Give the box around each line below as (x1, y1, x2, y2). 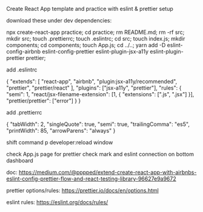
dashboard (6, 157, 33, 164)
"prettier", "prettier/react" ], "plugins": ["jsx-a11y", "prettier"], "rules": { (6, 84, 182, 91)
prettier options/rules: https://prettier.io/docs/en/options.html (6, 187, 159, 194)
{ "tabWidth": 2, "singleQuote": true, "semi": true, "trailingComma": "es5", (6, 121, 190, 128)
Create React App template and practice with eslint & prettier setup (6, 5, 174, 12)
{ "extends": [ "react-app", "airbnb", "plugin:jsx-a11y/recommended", (6, 78, 178, 85)
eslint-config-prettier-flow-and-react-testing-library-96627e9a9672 (6, 175, 177, 182)
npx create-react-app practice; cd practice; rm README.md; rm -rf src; (6, 28, 185, 36)
